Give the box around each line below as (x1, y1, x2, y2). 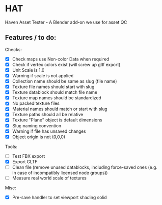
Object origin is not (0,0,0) (12, 134, 65, 140)
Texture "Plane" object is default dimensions (12, 117, 103, 123)
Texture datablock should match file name (12, 89, 98, 95)
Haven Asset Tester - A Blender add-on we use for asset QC (5, 19, 128, 25)
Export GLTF (12, 158, 38, 165)
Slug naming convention (12, 122, 61, 128)
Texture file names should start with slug (12, 84, 95, 90)
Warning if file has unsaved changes (12, 128, 86, 134)
